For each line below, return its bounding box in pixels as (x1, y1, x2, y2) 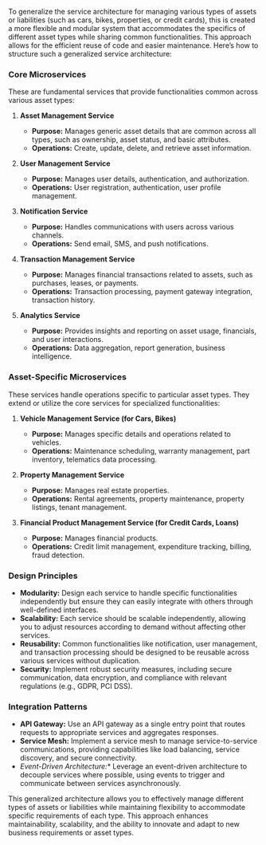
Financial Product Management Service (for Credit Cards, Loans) (19, 517, 239, 527)
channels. (31, 230, 65, 240)
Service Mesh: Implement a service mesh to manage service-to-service (19, 737, 257, 746)
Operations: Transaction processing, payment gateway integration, (31, 287, 253, 297)
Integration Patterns (8, 701, 88, 712)
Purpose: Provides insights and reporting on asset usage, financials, (31, 326, 257, 336)
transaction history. (31, 295, 96, 305)
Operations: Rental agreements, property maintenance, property (31, 493, 245, 503)
